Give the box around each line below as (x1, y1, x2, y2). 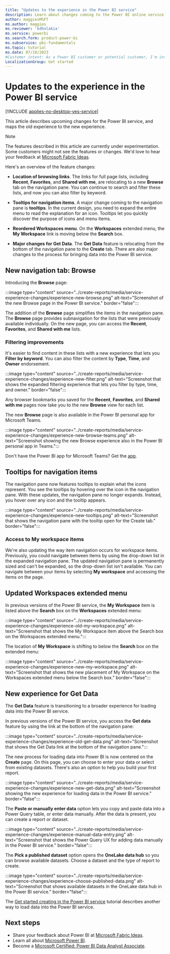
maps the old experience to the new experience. (5, 123, 106, 130)
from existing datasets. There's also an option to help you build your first (5, 765, 157, 771)
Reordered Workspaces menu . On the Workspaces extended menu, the (12, 226, 165, 232)
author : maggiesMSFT (5, 17, 49, 22)
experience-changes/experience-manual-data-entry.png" (5, 832, 126, 838)
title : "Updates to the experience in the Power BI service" (5, 7, 137, 13)
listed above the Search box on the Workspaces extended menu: (5, 608, 142, 614)
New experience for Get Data (5, 689, 99, 698)
